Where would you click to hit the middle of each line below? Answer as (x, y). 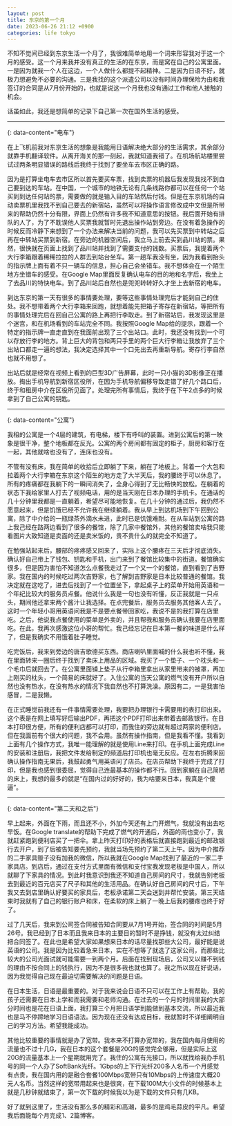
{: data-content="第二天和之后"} (53, 809)
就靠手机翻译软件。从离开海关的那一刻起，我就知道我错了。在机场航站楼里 (113, 156)
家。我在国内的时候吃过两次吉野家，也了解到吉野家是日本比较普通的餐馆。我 (116, 576)
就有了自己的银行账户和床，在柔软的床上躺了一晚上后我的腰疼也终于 (122, 901)
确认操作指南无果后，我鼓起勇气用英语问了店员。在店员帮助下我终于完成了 (113, 762)
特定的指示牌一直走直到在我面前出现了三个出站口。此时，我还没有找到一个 (113, 332)
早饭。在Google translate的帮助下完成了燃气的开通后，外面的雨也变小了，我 (115, 832)
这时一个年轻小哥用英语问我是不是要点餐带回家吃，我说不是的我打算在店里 (113, 611)
